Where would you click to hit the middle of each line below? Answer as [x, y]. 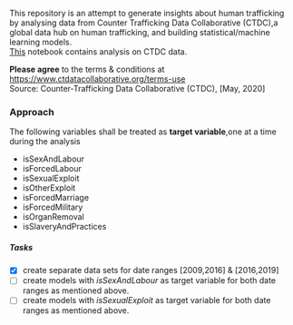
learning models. [41, 42]
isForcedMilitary [53, 207]
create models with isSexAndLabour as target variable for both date [149, 281]
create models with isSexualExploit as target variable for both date [146, 300]
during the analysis [45, 142]
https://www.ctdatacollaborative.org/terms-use [98, 79]
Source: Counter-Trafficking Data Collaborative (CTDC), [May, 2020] [137, 89]
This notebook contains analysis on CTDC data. [98, 52]
